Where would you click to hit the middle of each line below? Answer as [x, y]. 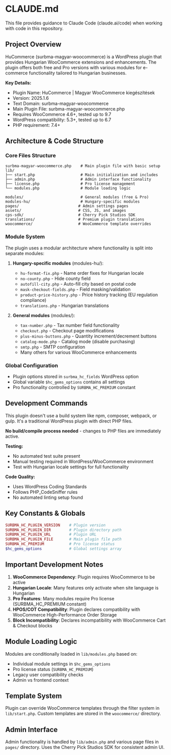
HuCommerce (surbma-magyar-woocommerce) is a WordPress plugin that [83, 57]
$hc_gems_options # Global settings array [64, 549]
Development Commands [47, 403]
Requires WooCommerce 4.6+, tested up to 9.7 [62, 114]
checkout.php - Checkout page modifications [67, 330]
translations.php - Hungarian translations [65, 305]
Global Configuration [32, 366]
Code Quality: [20, 477]
